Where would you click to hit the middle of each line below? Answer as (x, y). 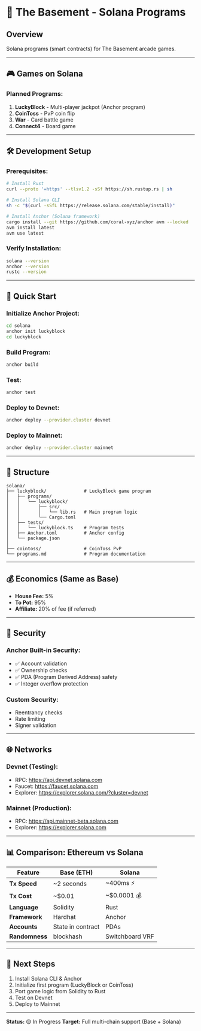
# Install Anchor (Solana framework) (53, 216)
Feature (28, 872)
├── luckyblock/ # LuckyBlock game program (79, 491)
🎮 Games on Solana (45, 74)
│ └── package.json (33, 538)
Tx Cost (21, 896)
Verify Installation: (34, 248)
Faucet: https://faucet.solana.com (57, 786)
